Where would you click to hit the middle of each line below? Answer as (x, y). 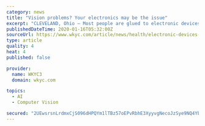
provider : (19, 69)
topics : (16, 91)
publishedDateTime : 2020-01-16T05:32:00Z (60, 29)
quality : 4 (20, 46)
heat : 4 (16, 52)
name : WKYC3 (27, 74)
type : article (24, 40)
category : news (26, 12)
